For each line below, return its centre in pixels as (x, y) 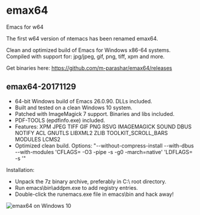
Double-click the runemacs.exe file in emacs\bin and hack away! (94, 194)
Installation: (20, 170)
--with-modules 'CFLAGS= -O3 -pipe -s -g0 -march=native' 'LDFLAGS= (104, 152)
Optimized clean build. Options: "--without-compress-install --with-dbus (104, 145)
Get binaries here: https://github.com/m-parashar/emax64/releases (89, 68)
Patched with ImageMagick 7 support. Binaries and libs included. (95, 113)
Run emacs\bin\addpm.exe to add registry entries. (76, 188)
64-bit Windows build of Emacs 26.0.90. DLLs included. (83, 101)
